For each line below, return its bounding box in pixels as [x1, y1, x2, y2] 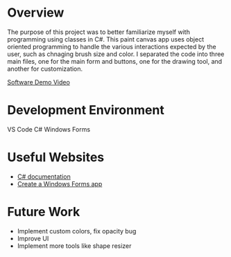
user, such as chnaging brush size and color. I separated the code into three [7, 50, 225, 58]
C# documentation [17, 172, 71, 181]
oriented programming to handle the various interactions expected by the [7, 42, 216, 51]
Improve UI [17, 234, 49, 242]
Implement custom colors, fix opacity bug [17, 227, 137, 235]
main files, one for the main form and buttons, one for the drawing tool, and [7, 57, 223, 65]
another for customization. [7, 64, 83, 73]
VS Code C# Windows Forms [7, 125, 91, 133]
